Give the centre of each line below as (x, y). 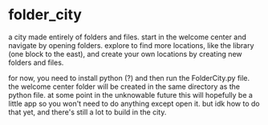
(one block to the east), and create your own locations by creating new (125, 54)
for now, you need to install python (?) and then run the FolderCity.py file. (129, 78)
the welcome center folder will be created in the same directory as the (124, 87)
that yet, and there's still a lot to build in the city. (87, 112)
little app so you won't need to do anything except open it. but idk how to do (134, 103)
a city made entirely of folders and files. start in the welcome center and (127, 37)
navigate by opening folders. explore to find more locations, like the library (131, 45)
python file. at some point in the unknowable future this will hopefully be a (130, 95)
